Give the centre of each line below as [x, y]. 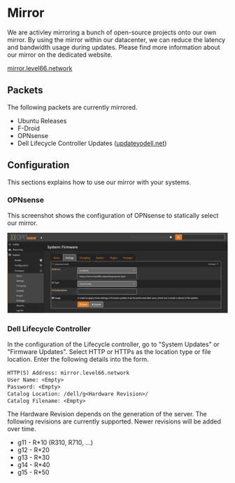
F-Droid [28, 128]
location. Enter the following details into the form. [78, 359]
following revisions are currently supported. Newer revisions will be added [114, 421]
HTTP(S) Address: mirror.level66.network [69, 373]
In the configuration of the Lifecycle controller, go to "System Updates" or [114, 344]
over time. [22, 428]
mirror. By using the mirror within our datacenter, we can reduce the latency [116, 39]
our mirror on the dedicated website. [60, 55]
